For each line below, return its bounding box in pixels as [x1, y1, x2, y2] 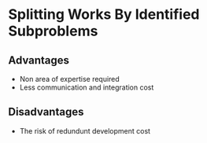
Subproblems [8, 22, 98, 40]
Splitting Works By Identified [8, 5, 200, 24]
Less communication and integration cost [19, 82, 154, 92]
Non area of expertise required [19, 75, 120, 83]
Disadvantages [8, 105, 84, 119]
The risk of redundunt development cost [19, 126, 151, 135]
